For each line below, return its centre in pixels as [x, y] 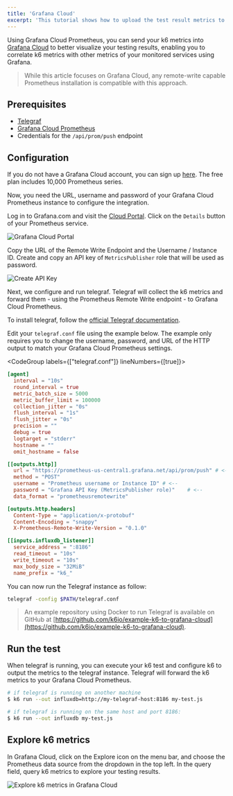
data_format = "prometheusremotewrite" [71, 496]
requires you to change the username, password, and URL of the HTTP [109, 341]
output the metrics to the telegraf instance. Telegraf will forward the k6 [109, 673]
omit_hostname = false [46, 451]
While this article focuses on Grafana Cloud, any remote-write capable [125, 75]
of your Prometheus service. [48, 223]
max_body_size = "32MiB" [49, 566]
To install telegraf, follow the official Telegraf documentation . [94, 320]
